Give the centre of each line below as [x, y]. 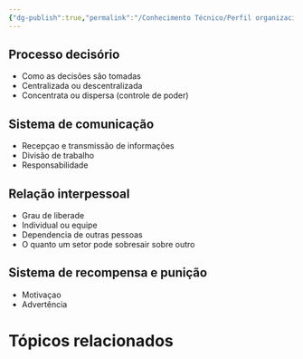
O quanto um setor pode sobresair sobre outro [108, 245]
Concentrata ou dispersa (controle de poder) [105, 95]
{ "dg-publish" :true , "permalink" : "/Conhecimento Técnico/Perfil [130, 18]
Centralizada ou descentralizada [82, 86]
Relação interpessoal [69, 194]
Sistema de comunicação [81, 124]
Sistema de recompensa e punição [108, 273]
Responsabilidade [55, 165]
